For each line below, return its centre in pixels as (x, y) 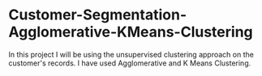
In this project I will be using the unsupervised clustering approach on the (131, 54)
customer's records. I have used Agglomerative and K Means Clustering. (130, 63)
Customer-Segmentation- (98, 15)
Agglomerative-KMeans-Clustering (131, 32)
